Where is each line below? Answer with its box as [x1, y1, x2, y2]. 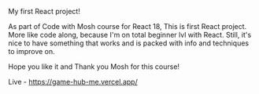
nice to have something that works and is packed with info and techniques [8, 38, 250, 48]
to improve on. [8, 47, 55, 56]
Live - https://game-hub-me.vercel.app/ [8, 78, 138, 86]
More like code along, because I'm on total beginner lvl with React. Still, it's [8, 31, 252, 39]
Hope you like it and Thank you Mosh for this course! [8, 62, 179, 71]
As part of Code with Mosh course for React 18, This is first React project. [8, 22, 247, 31]
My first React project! [8, 7, 80, 16]
